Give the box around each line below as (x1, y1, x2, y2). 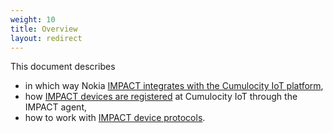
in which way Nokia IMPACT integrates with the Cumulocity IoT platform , (24, 80, 324, 92)
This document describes (10, 61, 116, 73)
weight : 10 (10, 14, 56, 25)
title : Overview (10, 24, 78, 34)
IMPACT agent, (24, 101, 87, 113)
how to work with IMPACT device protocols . (24, 112, 206, 124)
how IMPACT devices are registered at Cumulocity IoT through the (24, 91, 298, 103)
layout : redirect (10, 33, 83, 43)
